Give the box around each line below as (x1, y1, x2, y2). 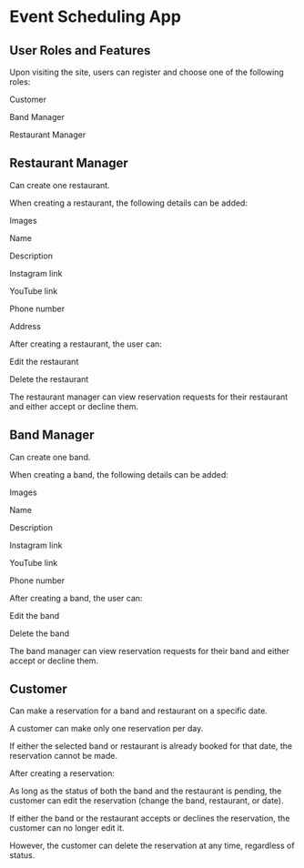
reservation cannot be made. (9, 751, 118, 762)
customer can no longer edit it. (9, 823, 125, 833)
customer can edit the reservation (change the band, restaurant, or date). (9, 795, 284, 806)
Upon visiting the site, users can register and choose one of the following (9, 66, 284, 77)
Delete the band (9, 628, 70, 639)
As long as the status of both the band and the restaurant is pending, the (9, 785, 282, 797)
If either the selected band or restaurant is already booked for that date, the (9, 741, 293, 752)
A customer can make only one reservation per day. (9, 723, 204, 734)
